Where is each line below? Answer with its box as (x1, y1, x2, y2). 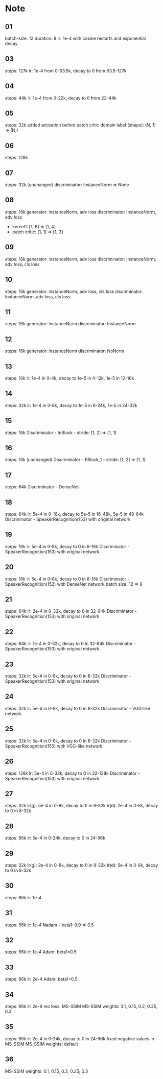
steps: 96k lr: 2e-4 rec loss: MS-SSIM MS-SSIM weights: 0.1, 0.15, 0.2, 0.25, (5, 1004, 158, 1009)
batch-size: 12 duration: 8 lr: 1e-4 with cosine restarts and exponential (5, 35, 146, 41)
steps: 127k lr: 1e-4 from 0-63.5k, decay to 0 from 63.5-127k (5, 68, 127, 73)
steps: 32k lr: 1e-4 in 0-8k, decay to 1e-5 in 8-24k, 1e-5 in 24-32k (5, 402, 138, 408)
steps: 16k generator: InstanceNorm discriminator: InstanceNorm (5, 321, 136, 327)
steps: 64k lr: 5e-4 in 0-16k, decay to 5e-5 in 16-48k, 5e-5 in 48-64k (5, 511, 144, 517)
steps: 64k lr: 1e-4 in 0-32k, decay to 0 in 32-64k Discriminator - (5, 641, 136, 647)
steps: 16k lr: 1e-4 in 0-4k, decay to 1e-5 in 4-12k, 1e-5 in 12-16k (5, 375, 134, 381)
